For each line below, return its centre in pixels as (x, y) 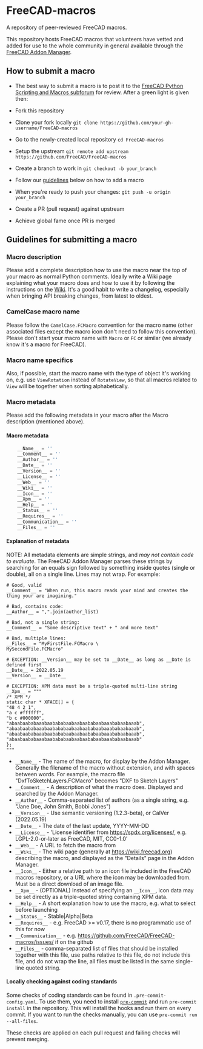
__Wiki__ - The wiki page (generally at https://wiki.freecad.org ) (94, 852)
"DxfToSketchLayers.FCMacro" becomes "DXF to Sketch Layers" (97, 781)
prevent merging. (28, 1039)
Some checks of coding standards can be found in (69, 995)
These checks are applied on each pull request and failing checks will (93, 1033)
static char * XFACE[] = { (40, 702)
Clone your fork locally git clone (56, 122)
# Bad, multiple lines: (36, 638)
